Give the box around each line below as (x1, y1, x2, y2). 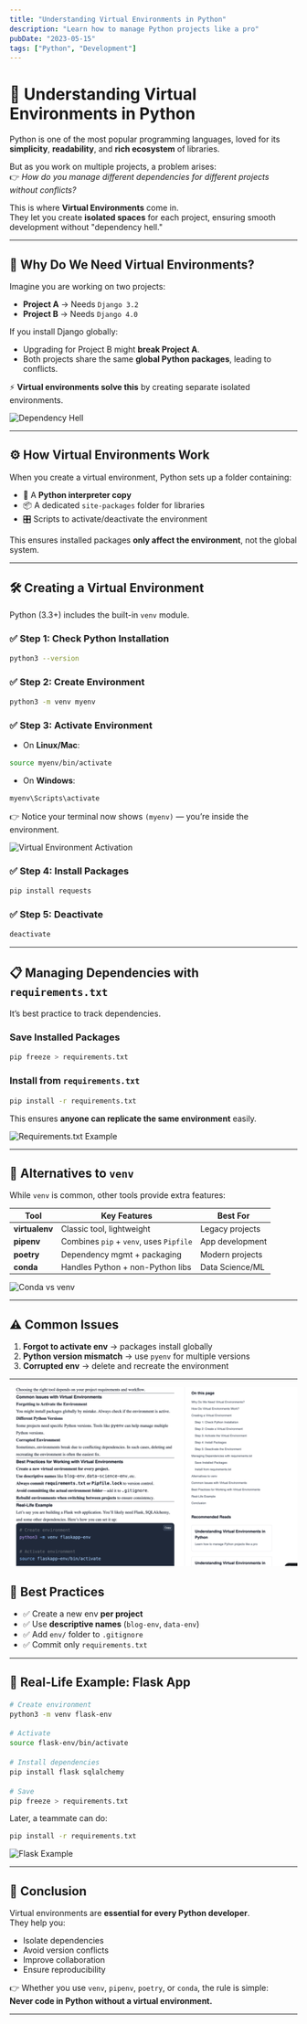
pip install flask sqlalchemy (9, 1767, 125, 1776)
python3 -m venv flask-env (9, 1710, 112, 1719)
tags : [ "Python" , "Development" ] (9, 44, 137, 53)
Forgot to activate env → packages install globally (22, 1341, 213, 1352)
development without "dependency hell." (9, 222, 163, 233)
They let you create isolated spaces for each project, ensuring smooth (9, 212, 276, 223)
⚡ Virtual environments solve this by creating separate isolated (9, 382, 251, 392)
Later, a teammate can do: (9, 1813, 108, 1824)
